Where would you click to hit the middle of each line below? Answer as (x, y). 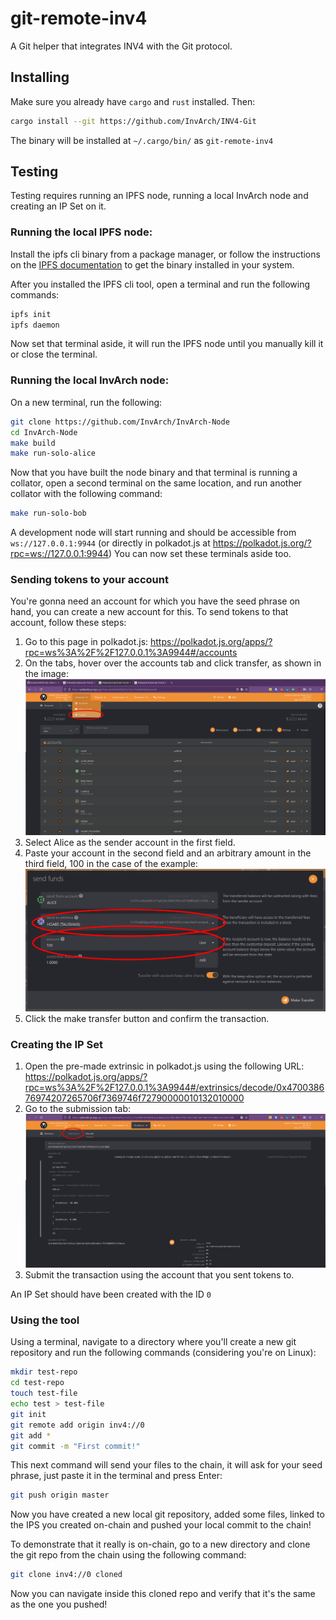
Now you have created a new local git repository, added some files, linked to (167, 1514)
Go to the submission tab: (78, 1109)
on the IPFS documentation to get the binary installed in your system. (152, 264)
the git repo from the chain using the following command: (128, 1555)
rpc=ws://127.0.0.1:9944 (60, 554)
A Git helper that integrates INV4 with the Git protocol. (121, 46)
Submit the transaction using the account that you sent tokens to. (159, 1275)
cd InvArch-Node (44, 432)
